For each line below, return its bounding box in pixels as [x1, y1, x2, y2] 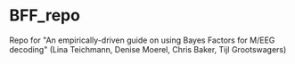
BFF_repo [9, 5, 80, 26]
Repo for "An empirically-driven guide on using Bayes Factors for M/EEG [9, 35, 275, 45]
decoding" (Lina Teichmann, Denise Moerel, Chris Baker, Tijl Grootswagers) [9, 44, 287, 54]
